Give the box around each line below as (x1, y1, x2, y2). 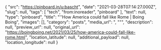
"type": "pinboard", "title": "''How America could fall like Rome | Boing (5, 14, 144, 20)
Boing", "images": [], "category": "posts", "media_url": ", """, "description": (5, 19, 153, 25)
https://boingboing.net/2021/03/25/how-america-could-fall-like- (7, 30, 136, 35)
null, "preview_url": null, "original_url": (5, 24, 81, 30)
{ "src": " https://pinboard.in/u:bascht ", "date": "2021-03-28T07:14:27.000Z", (5, 4, 157, 10)
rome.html (5, 34, 26, 40)
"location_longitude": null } (5, 40, 58, 45)
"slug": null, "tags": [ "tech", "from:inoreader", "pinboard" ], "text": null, (5, 9, 146, 15)
